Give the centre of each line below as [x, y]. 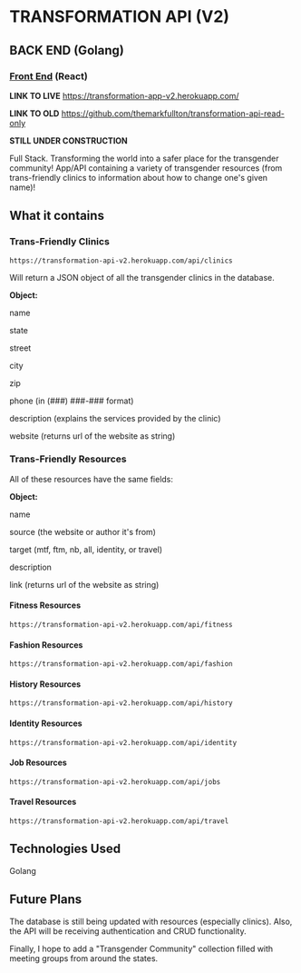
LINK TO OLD [34, 113]
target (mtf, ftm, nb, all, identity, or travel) [86, 549]
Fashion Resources [46, 645]
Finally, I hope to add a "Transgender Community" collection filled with [141, 948]
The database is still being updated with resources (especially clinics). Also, [151, 921]
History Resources [45, 684]
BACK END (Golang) [67, 50]
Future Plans [46, 900]
